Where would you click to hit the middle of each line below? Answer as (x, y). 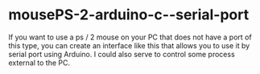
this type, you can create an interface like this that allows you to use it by (129, 45)
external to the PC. (39, 63)
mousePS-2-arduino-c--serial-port (129, 15)
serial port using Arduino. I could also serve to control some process (122, 54)
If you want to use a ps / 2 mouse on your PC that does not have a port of (130, 37)
